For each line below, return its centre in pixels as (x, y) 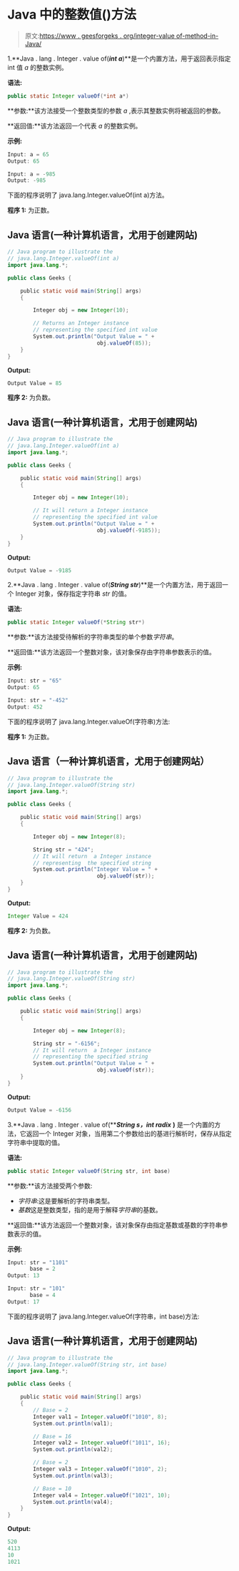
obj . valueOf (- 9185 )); (129, 530)
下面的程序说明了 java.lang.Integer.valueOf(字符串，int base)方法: (103, 1316)
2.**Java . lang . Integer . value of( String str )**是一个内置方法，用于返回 (115, 585)
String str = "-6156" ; (67, 1043)
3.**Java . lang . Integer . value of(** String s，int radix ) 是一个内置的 (111, 1124)
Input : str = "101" (36, 1288)
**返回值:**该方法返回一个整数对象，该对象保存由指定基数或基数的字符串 (115, 1225)
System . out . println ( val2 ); (73, 1450)
